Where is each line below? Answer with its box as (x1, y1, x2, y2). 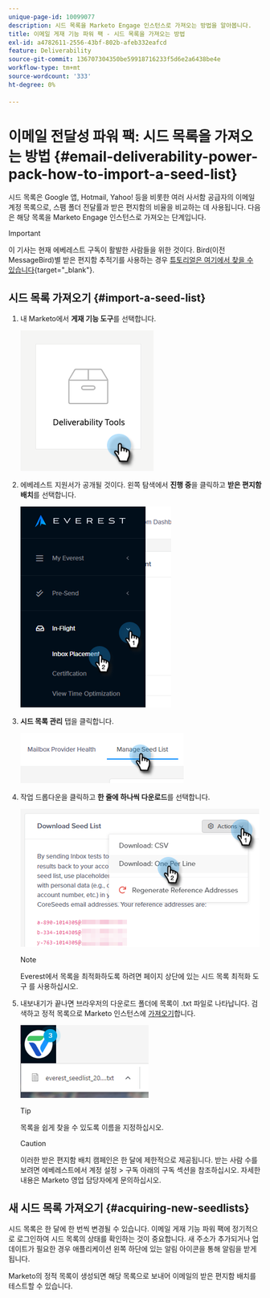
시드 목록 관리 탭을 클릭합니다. (19, 716, 114, 726)
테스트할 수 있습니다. (8, 1281, 73, 1291)
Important (8, 229, 41, 239)
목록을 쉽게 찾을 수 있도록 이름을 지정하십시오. (19, 1123, 165, 1133)
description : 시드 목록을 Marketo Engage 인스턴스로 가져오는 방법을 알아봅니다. (8, 21, 252, 30)
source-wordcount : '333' (8, 72, 92, 80)
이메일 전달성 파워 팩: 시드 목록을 (8, 127, 211, 145)
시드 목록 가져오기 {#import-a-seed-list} (8, 291, 207, 304)
